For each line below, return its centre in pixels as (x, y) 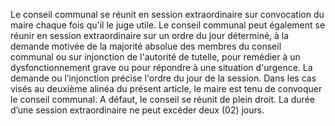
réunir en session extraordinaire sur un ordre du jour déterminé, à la (150, 35)
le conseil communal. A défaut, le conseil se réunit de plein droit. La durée (162, 99)
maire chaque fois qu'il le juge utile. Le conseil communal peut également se (168, 25)
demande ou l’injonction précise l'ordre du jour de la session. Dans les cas (163, 78)
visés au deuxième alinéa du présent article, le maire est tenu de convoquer (166, 88)
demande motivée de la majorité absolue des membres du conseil (146, 46)
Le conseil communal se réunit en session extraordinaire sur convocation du (167, 14)
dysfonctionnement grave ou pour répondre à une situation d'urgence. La (161, 67)
